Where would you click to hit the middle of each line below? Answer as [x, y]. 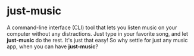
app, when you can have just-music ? [53, 46]
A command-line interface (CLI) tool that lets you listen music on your [92, 27]
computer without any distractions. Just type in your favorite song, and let [97, 33]
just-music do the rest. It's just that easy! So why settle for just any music [97, 40]
